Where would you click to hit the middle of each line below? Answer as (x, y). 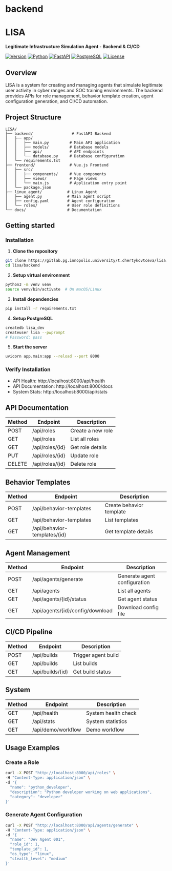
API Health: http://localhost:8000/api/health (59, 381)
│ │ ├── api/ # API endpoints (55, 152)
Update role (84, 455)
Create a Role (22, 762)
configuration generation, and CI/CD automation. (57, 101)
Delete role (83, 464)
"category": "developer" (36, 797)
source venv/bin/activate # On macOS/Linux (53, 289)
